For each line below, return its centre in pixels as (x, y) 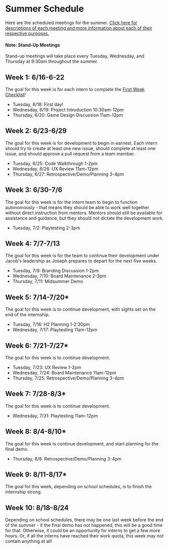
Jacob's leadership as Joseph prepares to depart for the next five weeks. (81, 261)
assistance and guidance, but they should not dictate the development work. (84, 218)
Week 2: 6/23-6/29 (36, 131)
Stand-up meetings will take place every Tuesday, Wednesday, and (75, 56)
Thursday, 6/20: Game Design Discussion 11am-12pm (68, 115)
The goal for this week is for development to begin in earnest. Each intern (81, 143)
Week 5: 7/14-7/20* (37, 297)
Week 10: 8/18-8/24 (37, 508)
